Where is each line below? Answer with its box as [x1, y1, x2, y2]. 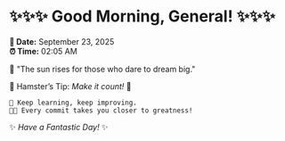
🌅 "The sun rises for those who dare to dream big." [9, 63, 196, 74]
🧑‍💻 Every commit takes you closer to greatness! [9, 105, 193, 115]
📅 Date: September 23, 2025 [9, 36, 115, 46]
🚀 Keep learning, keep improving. [9, 98, 138, 107]
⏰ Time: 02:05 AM [9, 46, 77, 56]
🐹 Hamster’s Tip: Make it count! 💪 [9, 80, 132, 91]
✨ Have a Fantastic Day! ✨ [9, 121, 109, 132]
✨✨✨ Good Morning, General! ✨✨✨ [9, 6, 276, 27]
